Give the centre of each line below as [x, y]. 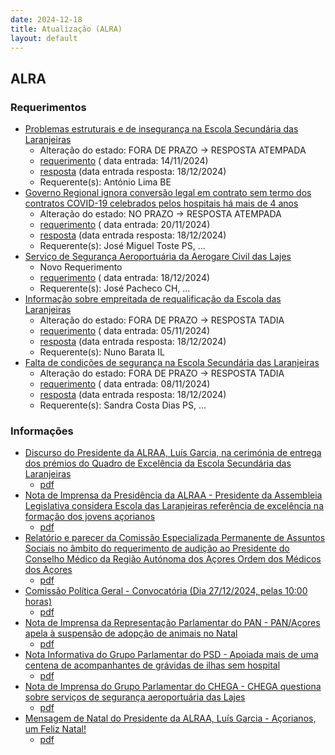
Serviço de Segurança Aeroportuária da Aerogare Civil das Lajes [158, 257]
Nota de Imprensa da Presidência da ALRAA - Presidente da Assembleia [173, 495]
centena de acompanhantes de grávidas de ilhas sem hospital [152, 665]
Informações [42, 431]
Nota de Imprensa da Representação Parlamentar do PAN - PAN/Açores [172, 623]
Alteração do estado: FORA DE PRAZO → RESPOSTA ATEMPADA [173, 150]
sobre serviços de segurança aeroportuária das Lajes [135, 697]
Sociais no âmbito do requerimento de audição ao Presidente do [157, 548]
